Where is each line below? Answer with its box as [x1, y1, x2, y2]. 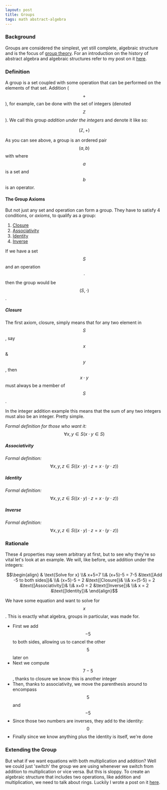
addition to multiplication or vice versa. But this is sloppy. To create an [5, 768, 150, 774]
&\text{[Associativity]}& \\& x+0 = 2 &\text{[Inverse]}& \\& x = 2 [20, 582, 149, 588]
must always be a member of [5, 382, 65, 388]
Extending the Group [5, 746, 57, 753]
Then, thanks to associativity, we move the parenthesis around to [12, 681, 147, 687]
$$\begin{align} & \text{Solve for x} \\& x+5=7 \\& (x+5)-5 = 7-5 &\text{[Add [6, 572, 162, 578]
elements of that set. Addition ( [5, 85, 69, 91]
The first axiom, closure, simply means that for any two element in [5, 319, 142, 325]
